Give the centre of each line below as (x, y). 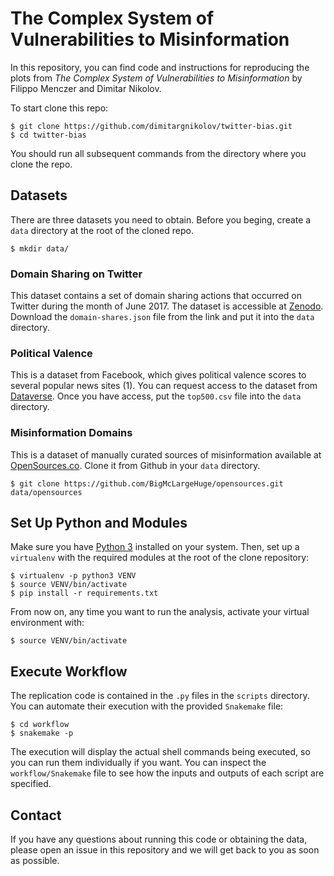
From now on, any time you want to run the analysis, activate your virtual (160, 612)
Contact (36, 815)
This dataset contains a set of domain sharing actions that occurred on (156, 296)
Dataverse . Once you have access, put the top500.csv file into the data (156, 396)
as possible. (35, 861)
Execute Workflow (69, 671)
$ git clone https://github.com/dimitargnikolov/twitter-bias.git (151, 126)
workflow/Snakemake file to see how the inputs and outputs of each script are (167, 773)
